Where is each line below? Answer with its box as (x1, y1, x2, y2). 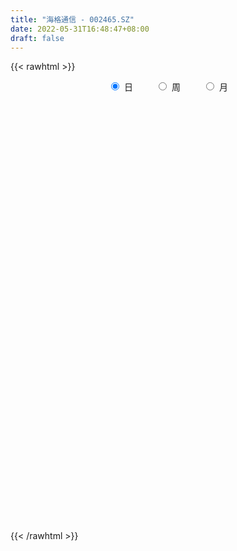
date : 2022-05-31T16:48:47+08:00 (10, 24, 150, 34)
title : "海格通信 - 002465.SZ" (10, 14, 135, 25)
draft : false (10, 33, 65, 43)
